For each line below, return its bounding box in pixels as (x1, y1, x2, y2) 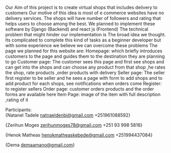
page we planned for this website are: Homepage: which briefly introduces (5, 48, 162, 54)
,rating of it (5, 97, 29, 103)
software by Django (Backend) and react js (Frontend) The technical (5, 26, 149, 32)
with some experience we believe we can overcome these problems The (5, 42, 158, 48)
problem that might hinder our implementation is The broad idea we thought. (5, 32, 166, 37)
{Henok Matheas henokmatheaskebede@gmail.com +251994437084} (5, 132, 153, 138)
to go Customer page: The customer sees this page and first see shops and (5, 59, 164, 64)
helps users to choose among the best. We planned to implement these (5, 20, 155, 27)
